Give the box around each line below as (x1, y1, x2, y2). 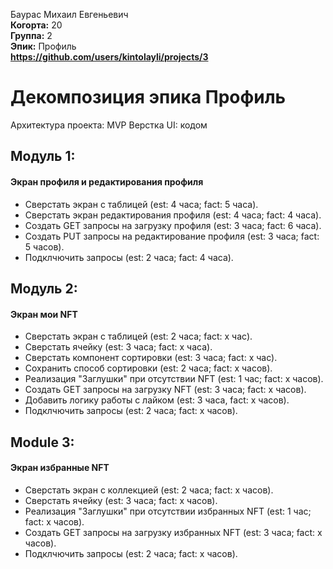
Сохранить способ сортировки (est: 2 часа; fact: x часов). (24, 362, 273, 374)
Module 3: (10, 434, 75, 451)
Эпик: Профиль (10, 40, 77, 52)
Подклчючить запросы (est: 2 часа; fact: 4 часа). (24, 251, 234, 263)
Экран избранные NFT (10, 462, 110, 474)
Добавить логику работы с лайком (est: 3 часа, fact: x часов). (24, 394, 290, 406)
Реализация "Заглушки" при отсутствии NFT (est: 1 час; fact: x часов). (24, 373, 324, 385)
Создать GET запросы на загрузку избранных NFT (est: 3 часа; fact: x (24, 526, 323, 538)
